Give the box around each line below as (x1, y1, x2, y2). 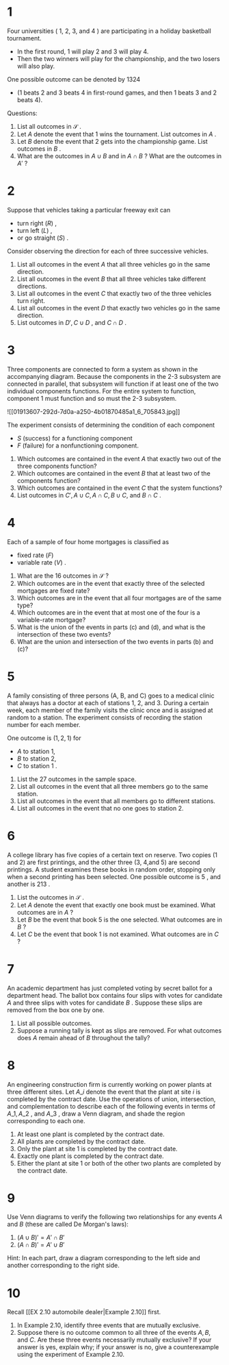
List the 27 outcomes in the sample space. (16, 775, 137, 783)
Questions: (7, 109, 38, 117)
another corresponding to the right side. (7, 1262, 120, 1270)
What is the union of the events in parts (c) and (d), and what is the (16, 623, 206, 631)
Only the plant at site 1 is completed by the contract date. (16, 1144, 178, 1153)
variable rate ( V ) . (16, 558, 66, 566)
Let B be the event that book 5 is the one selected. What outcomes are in (16, 915, 223, 924)
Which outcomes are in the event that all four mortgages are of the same (16, 593, 222, 602)
